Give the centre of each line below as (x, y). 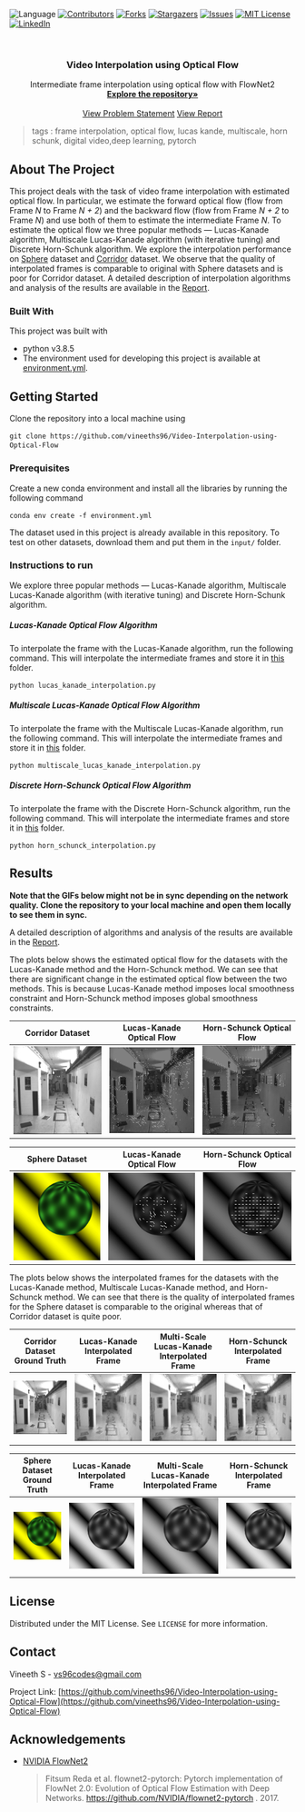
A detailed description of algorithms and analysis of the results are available (151, 932)
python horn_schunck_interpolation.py (83, 845)
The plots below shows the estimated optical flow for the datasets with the (149, 960)
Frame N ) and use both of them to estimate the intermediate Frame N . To (145, 220)
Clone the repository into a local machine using (98, 419)
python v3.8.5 (49, 349)
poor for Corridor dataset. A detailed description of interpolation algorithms (150, 278)
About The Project (62, 169)
